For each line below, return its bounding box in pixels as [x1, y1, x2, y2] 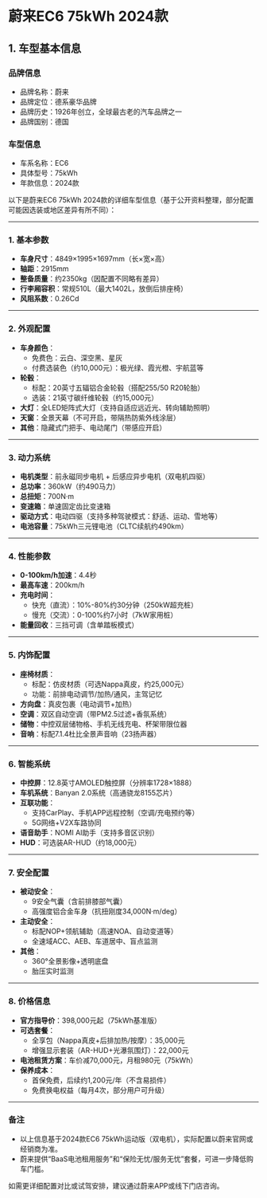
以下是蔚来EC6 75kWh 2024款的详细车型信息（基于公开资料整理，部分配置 [8, 195, 254, 205]
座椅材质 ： [19, 669, 56, 678]
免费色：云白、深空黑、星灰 [31, 352, 123, 363]
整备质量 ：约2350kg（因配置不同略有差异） [19, 274, 164, 284]
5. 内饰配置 [8, 650, 51, 661]
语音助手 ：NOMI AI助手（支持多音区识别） [19, 827, 159, 837]
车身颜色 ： [19, 343, 56, 352]
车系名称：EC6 [19, 159, 69, 168]
